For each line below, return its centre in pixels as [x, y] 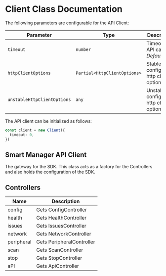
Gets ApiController [58, 266]
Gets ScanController [60, 250]
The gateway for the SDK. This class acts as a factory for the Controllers [79, 167]
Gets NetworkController [64, 234]
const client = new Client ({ [35, 130]
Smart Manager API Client [46, 155]
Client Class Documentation [64, 9]
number [83, 49]
